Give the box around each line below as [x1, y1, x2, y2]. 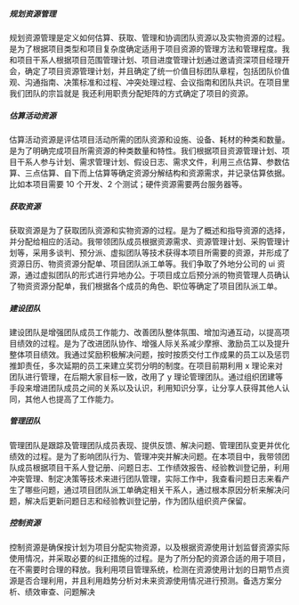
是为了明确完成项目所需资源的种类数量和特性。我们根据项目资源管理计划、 [9, 145, 282, 156]
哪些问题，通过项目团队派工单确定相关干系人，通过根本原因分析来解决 [24, 484, 282, 495]
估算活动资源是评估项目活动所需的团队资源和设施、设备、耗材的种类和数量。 [9, 134, 290, 144]
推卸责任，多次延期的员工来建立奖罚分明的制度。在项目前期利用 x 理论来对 [9, 360, 283, 371]
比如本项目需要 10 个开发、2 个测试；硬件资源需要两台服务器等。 [9, 178, 247, 189]
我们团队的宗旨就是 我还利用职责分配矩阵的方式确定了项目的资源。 [9, 87, 254, 98]
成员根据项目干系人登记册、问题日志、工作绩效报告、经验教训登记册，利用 [16, 462, 290, 472]
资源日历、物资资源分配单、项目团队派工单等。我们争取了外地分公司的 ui [9, 258, 276, 269]
